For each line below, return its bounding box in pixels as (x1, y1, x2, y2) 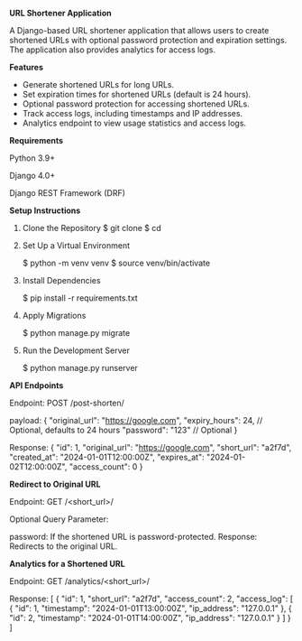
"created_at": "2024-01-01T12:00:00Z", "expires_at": (9, 451, 205, 462)
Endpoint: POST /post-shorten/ (9, 397, 124, 408)
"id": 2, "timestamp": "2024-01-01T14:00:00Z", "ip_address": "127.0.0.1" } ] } (9, 613, 291, 623)
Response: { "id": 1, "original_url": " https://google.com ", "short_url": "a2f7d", (9, 442, 292, 452)
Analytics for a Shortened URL (9, 559, 125, 569)
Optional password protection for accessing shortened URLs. (22, 98, 250, 109)
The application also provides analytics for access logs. (9, 44, 216, 55)
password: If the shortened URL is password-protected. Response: (9, 532, 258, 542)
